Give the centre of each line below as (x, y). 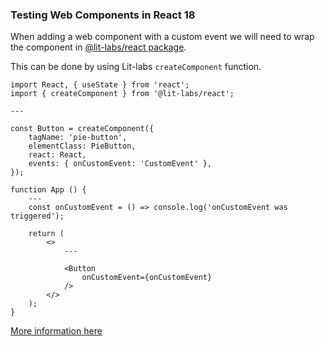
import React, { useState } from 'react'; (100, 85)
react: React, (57, 155)
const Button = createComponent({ (82, 129)
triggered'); (37, 216)
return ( (46, 234)
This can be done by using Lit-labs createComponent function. (136, 67)
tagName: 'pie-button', (78, 138)
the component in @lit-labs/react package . (98, 47)
